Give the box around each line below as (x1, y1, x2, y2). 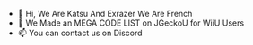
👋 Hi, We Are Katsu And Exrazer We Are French (17, 9, 193, 19)
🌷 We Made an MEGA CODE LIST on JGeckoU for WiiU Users (17, 18, 245, 28)
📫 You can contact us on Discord (17, 27, 143, 38)
